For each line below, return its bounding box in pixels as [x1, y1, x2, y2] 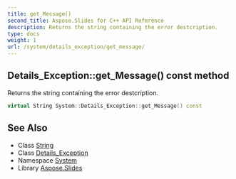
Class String [17, 141, 54, 149]
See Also [7, 122, 48, 134]
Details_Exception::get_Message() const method [7, 70, 230, 82]
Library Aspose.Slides [17, 163, 83, 172]
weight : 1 [7, 37, 37, 44]
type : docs [7, 30, 40, 38]
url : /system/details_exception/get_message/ [7, 43, 145, 50]
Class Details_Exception [17, 148, 88, 157]
